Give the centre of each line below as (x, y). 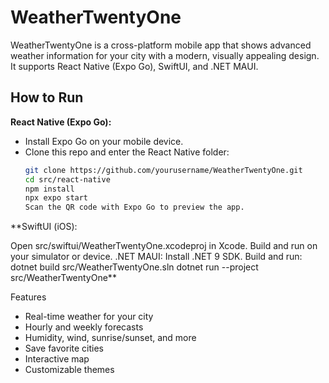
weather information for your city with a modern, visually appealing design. (165, 55)
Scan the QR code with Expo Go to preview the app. (134, 207)
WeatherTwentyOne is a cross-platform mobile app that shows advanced (161, 45)
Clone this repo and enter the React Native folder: (127, 152)
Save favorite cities (64, 348)
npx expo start (56, 198)
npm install (49, 189)
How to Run (47, 97)
